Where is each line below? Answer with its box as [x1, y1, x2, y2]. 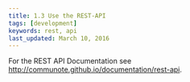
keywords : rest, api [8, 27, 78, 35]
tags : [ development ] [8, 19, 78, 27]
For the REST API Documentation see [8, 56, 132, 66]
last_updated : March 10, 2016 [8, 34, 110, 43]
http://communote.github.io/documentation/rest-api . [8, 65, 183, 75]
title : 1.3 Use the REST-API [8, 11, 106, 20]
